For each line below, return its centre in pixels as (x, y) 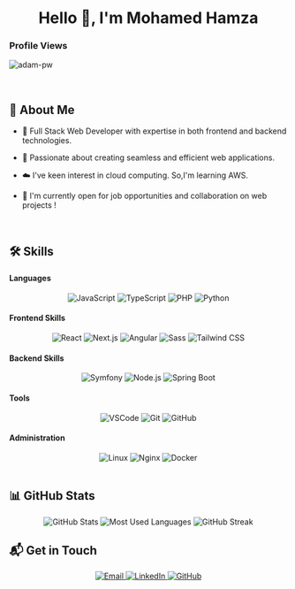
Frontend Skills (38, 318)
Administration (37, 438)
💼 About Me (42, 110)
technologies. (47, 141)
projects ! (39, 205)
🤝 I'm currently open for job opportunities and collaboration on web (144, 196)
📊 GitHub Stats (52, 496)
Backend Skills (37, 358)
